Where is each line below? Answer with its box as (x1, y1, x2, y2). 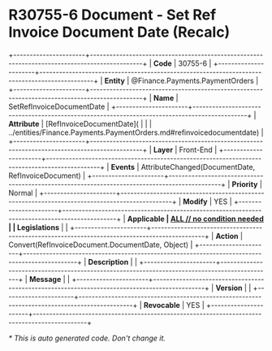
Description (88, 257, 129, 266)
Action (215, 231, 239, 240)
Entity (104, 76, 126, 85)
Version (215, 283, 243, 292)
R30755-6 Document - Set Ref (8, 6, 217, 24)
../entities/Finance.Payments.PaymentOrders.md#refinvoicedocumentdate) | (8, 128, 264, 137)
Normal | (8, 188, 38, 197)
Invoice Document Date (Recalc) (8, 23, 231, 41)
